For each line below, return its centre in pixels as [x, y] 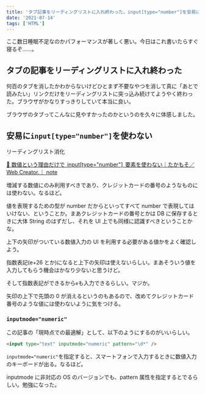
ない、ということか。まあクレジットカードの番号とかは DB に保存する [105, 214]
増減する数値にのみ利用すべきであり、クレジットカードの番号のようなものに [102, 185]
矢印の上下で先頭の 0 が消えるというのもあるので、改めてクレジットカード [100, 296]
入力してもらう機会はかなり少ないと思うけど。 [65, 270]
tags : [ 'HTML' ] [26, 23]
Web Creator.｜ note [32, 172]
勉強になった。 [41, 385]
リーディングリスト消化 [36, 151]
